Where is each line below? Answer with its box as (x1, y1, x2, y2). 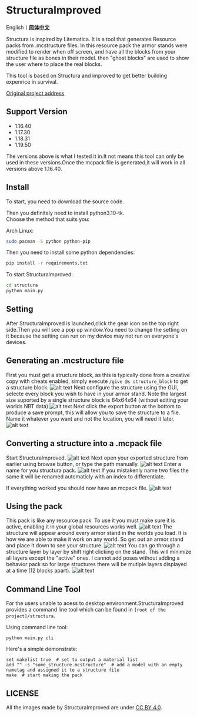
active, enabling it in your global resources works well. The (6, 523, 172, 530)
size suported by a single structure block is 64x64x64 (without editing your (6, 396, 189, 404)
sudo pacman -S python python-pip (6, 238, 91, 244)
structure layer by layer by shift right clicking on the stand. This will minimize (6, 549, 192, 556)
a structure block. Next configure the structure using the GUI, (6, 384, 179, 391)
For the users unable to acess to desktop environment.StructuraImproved (6, 600, 184, 607)
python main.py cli (6, 635, 54, 641)
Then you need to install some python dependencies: (6, 249, 135, 256)
